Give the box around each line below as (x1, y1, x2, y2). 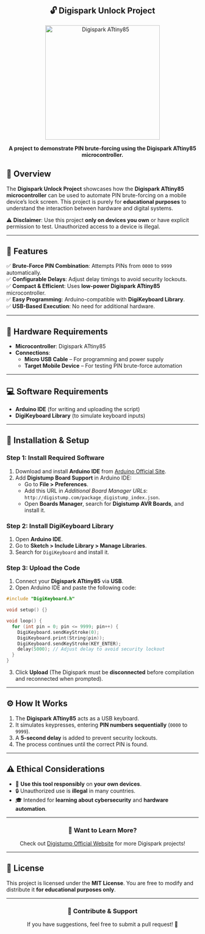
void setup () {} (6, 607, 48, 613)
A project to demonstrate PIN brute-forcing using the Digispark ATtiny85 (9, 145, 196, 152)
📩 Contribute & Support (67, 907, 138, 915)
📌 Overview (6, 169, 51, 179)
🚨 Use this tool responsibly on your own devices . (15, 780, 142, 788)
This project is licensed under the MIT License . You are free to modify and (6, 879, 193, 886)
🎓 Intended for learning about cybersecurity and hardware (15, 796, 169, 803)
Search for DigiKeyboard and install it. (15, 548, 110, 556)
